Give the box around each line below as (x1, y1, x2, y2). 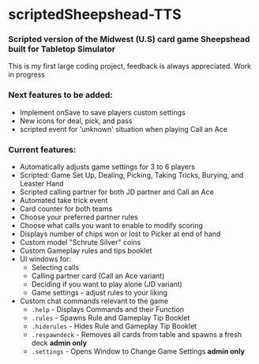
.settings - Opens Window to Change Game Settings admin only (31, 347, 245, 356)
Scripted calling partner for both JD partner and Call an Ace (19, 187, 215, 197)
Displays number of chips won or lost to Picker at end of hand (19, 229, 221, 238)
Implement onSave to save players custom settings (19, 107, 186, 117)
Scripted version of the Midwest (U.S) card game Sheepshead (8, 34, 250, 45)
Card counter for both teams (19, 204, 113, 214)
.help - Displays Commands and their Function (31, 305, 184, 314)
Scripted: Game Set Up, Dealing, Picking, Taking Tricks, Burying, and (19, 171, 244, 180)
